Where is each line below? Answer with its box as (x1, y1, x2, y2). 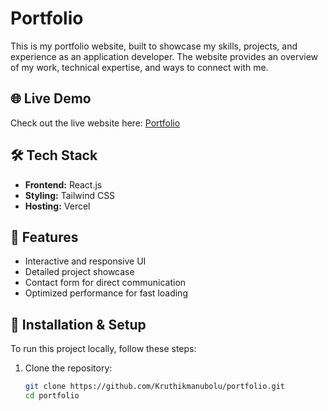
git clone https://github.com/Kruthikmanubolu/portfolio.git (24, 382, 286, 392)
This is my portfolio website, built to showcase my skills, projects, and (10, 40, 298, 52)
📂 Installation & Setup (10, 316, 147, 333)
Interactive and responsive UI (24, 255, 147, 267)
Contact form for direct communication (24, 277, 187, 289)
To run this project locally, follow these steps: (10, 343, 197, 355)
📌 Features (10, 228, 79, 246)
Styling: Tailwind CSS (24, 189, 116, 201)
